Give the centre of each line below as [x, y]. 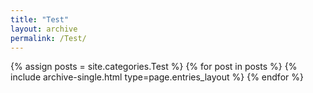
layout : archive [44, 29]
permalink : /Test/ [48, 38]
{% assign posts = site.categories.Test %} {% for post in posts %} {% [154, 67]
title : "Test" [40, 19]
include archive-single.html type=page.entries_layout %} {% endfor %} [157, 77]
